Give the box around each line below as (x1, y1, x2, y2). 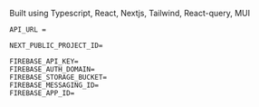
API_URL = (9, 25, 47, 34)
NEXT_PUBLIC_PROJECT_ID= (9, 41, 103, 50)
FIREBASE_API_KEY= (9, 57, 79, 66)
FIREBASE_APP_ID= (9, 89, 75, 98)
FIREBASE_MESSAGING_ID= (9, 81, 100, 90)
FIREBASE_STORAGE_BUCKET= (9, 73, 107, 82)
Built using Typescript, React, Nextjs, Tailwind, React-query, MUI (9, 8, 251, 18)
